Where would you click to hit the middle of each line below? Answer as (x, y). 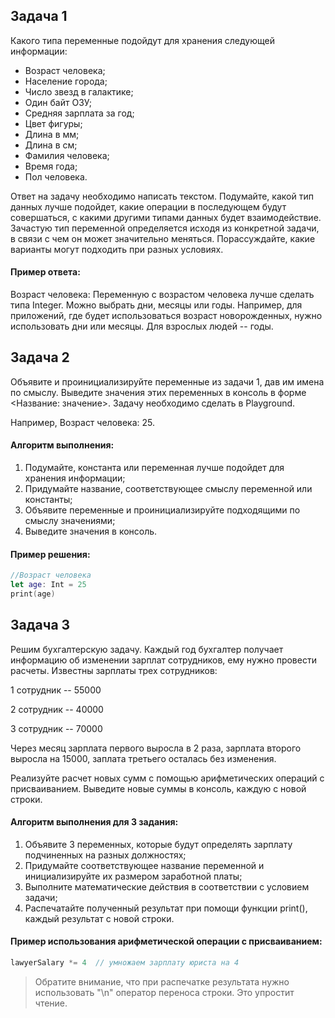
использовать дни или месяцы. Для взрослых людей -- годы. (142, 326)
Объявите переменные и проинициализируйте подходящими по (162, 510)
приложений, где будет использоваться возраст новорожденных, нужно (166, 316)
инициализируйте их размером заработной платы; (133, 876)
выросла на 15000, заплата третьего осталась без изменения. (143, 758)
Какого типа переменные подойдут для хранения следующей (142, 40)
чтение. (51, 1003)
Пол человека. (56, 176)
